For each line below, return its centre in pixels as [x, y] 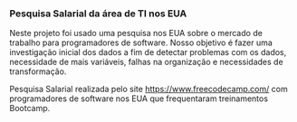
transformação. [38, 71]
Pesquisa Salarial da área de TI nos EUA [98, 14]
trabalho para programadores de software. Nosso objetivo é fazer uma [141, 42]
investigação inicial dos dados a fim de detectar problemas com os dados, [148, 52]
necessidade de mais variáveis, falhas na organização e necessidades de [146, 62]
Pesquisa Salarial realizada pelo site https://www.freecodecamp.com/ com [148, 89]
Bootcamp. [30, 108]
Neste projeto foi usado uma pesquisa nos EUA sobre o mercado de [136, 33]
